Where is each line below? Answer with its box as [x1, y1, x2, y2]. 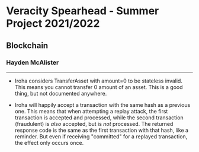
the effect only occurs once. [14, 139, 84, 146]
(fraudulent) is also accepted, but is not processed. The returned [14, 120, 174, 127]
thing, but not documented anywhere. [14, 90, 107, 97]
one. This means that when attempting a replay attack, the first [14, 107, 168, 115]
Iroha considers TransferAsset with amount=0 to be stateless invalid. [14, 77, 182, 84]
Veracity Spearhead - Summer [6, 4, 159, 18]
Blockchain [6, 40, 49, 50]
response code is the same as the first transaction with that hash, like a [14, 126, 188, 134]
